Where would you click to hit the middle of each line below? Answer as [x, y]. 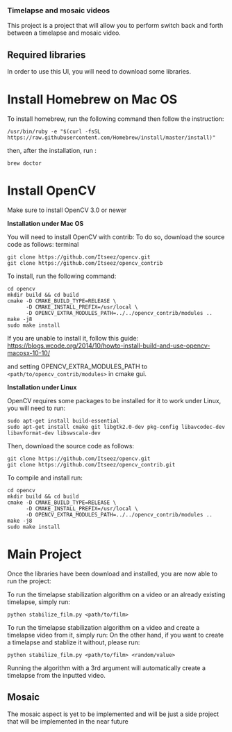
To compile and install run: [45, 478]
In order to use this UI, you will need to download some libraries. [99, 72]
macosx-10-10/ [29, 352]
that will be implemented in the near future [68, 721]
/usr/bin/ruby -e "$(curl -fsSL [54, 132]
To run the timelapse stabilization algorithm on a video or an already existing [116, 594]
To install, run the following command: [62, 276]
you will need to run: [36, 408]
